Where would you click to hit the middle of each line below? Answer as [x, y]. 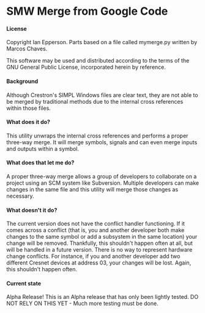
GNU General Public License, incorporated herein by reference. [86, 67]
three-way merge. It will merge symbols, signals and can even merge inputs [102, 142]
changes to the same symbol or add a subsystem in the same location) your [102, 237]
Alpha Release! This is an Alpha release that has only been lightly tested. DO [102, 297]
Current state [24, 283]
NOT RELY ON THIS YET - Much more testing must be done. [82, 303]
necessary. [20, 196]
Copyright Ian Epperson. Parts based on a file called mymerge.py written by [102, 42]
